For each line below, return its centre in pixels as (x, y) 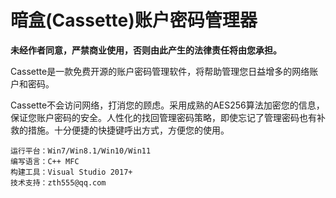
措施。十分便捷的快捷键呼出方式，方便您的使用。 (128, 130)
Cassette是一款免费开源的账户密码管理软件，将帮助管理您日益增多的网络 (160, 71)
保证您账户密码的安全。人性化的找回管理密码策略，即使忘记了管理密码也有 (163, 117)
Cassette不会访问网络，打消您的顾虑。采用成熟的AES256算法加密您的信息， (167, 105)
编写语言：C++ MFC (45, 161)
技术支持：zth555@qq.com (58, 182)
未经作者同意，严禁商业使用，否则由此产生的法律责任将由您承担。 (146, 50)
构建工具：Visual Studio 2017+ (71, 172)
